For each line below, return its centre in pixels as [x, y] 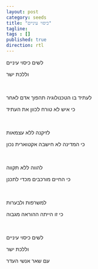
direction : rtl [25, 46]
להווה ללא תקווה [24, 167]
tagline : [17, 29]
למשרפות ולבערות [26, 202]
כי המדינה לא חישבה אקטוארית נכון [46, 144]
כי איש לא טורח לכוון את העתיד [41, 109]
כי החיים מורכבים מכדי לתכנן [38, 179]
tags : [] [19, 34]
